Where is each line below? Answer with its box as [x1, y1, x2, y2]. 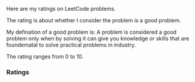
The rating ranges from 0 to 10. [6, 53, 84, 60]
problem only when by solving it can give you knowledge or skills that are [6, 35, 190, 42]
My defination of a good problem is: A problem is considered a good [6, 28, 177, 36]
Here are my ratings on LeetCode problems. [6, 5, 116, 12]
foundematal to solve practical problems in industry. [6, 42, 136, 48]
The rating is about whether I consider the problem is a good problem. [6, 17, 181, 24]
